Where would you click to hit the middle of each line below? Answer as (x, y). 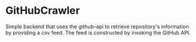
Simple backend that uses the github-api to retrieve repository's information (97, 26)
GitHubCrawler (43, 11)
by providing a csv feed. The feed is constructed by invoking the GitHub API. (98, 32)
